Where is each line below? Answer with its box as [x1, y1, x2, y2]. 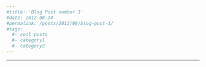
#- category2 [12, 43, 45, 49]
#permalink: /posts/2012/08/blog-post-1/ [6, 20, 114, 26]
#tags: [6, 26, 23, 32]
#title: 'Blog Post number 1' [6, 9, 84, 15]
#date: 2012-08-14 [6, 15, 53, 21]
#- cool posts [12, 32, 48, 38]
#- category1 [12, 37, 45, 43]
